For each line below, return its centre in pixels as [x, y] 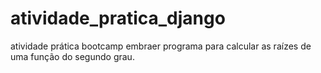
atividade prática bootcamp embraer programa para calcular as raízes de [161, 46]
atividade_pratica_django [118, 18]
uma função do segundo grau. [72, 56]
